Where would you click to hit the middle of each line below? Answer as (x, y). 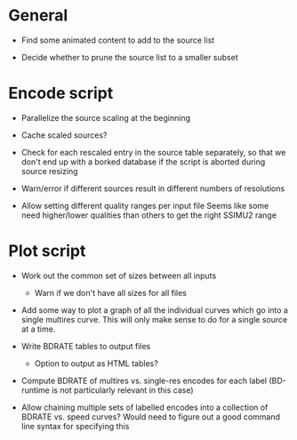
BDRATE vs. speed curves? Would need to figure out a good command (151, 416)
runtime (36, 390)
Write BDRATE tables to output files (86, 346)
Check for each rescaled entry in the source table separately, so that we (153, 152)
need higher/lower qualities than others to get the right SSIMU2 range (149, 215)
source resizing (49, 171)
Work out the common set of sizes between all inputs (119, 276)
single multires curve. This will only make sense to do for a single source (154, 319)
